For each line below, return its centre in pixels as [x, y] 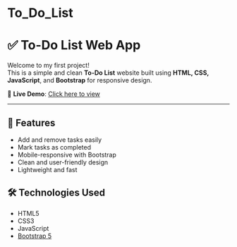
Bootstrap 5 [35, 236]
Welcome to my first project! [48, 66]
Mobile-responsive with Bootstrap [67, 155]
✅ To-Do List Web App [74, 46]
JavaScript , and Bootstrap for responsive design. [80, 80]
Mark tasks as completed [54, 147]
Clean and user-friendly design [63, 162]
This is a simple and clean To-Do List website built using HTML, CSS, [108, 73]
